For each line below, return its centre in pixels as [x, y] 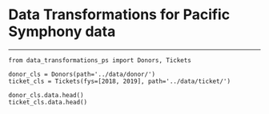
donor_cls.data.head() [46, 95]
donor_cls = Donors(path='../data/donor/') [82, 74]
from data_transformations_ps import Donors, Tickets [100, 60]
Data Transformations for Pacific [119, 15]
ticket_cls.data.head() [48, 102]
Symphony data [62, 31]
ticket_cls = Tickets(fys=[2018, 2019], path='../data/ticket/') [119, 81]
